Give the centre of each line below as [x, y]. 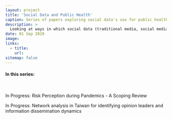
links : [12, 44]
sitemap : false [21, 58]
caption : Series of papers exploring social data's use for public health [87, 19]
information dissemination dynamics [44, 111]
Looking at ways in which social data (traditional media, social [82, 29]
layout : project [23, 10]
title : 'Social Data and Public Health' [49, 15]
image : [12, 39]
